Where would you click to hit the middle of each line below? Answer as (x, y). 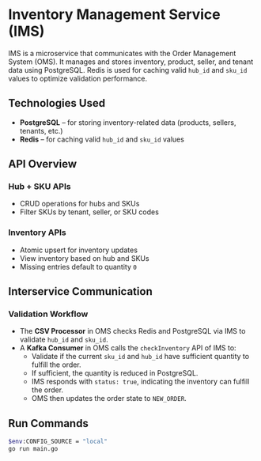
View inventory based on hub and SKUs (84, 258)
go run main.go (33, 449)
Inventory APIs (38, 232)
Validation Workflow (48, 314)
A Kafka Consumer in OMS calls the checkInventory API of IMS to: (128, 348)
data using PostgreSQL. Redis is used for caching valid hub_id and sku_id (128, 70)
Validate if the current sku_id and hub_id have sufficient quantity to (140, 357)
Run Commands (48, 423)
